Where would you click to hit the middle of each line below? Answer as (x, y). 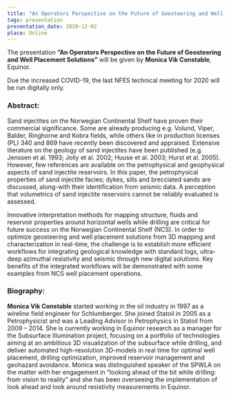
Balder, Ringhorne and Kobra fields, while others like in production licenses (113, 135)
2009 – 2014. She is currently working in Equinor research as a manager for (114, 328)
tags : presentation (35, 20)
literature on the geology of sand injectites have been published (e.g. (105, 150)
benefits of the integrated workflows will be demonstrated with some (105, 266)
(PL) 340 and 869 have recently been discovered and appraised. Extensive (114, 143)
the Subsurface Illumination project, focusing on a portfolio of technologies (113, 335)
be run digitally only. (36, 88)
